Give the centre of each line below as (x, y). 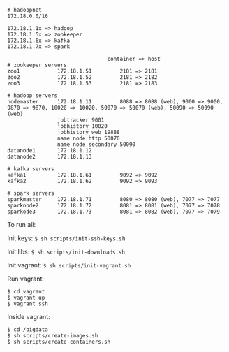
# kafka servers (31, 169)
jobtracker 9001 (81, 120)
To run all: (22, 225)
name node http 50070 (88, 138)
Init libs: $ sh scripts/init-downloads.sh (66, 252)
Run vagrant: (25, 279)
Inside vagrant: (29, 317)
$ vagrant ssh (28, 304)
